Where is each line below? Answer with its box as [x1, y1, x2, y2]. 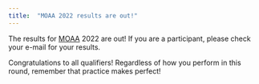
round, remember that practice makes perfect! [8, 66, 162, 76]
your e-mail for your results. [8, 42, 101, 52]
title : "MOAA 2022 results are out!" [8, 11, 138, 20]
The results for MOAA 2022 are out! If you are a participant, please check [8, 34, 251, 43]
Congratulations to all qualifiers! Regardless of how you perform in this [8, 58, 242, 67]
